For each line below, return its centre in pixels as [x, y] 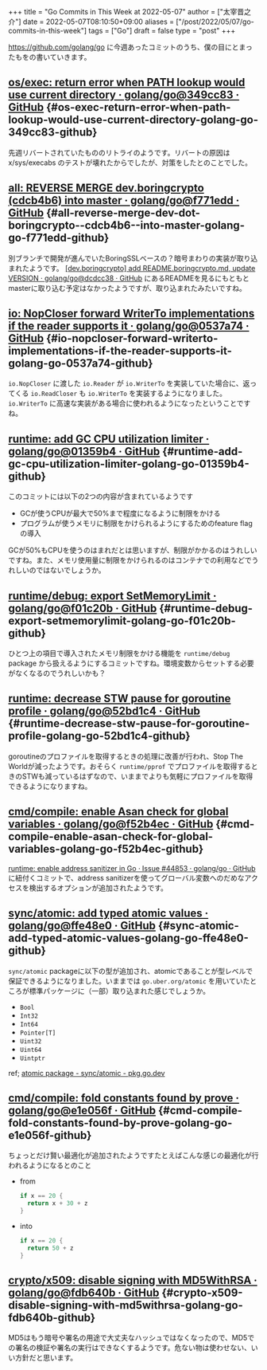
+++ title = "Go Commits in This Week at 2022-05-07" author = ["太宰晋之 [130, 12]
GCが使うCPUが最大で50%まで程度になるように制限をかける [120, 513]
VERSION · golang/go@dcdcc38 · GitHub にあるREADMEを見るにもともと [129, 278]
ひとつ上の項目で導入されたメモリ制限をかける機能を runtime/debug [119, 654]
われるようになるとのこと [50, 1165]
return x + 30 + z [58, 1203]
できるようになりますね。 [50, 786]
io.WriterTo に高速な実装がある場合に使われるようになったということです [130, 403]
